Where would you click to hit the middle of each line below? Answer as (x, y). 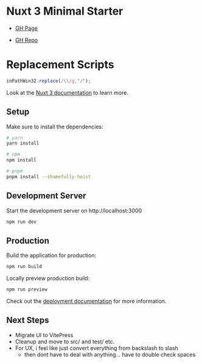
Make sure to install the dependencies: (55, 126)
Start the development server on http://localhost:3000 (74, 210)
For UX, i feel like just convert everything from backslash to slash (96, 348)
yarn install (23, 144)
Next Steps (28, 320)
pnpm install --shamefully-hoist (49, 177)
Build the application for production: (51, 255)
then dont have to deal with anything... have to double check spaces (110, 354)
